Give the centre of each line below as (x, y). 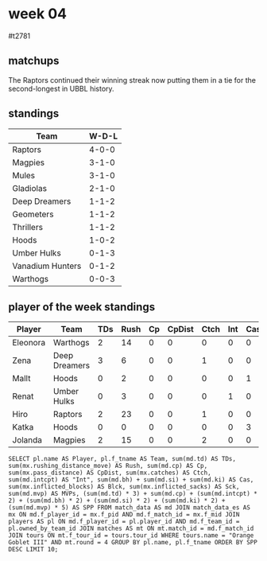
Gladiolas (30, 188)
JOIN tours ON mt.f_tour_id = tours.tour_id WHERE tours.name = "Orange (131, 536)
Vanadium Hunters (47, 266)
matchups (34, 61)
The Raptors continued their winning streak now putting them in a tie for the (132, 80)
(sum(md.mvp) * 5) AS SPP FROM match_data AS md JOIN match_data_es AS (129, 508)
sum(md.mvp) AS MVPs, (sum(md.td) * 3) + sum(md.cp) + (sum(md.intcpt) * (133, 494)
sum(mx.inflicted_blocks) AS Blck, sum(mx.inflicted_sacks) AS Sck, (124, 487)
